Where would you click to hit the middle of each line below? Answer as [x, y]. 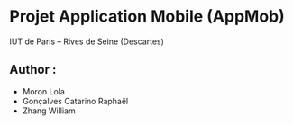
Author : [33, 70]
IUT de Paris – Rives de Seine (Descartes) [87, 41]
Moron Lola [44, 91]
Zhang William [49, 111]
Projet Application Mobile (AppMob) [147, 17]
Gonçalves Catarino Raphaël [75, 101]
